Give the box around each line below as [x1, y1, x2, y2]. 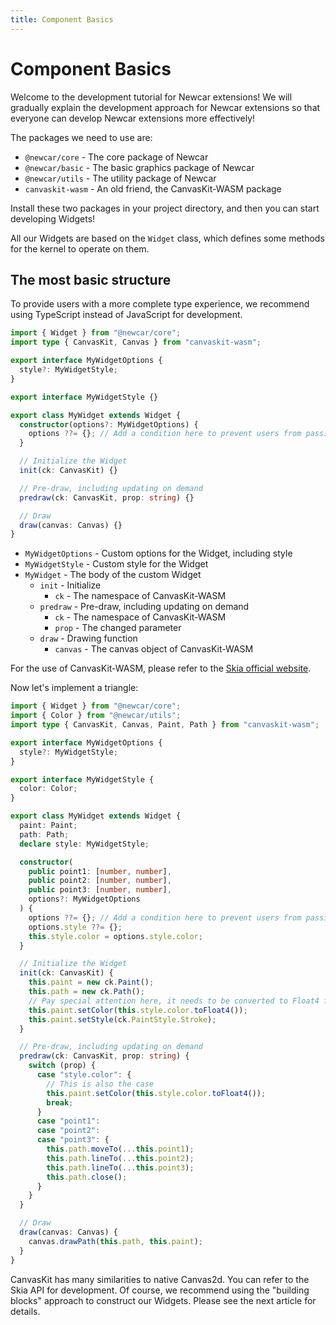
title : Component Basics [10, 14, 114, 25]
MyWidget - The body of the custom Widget [24, 569, 202, 581]
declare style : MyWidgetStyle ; [19, 839, 150, 849]
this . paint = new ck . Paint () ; [28, 977, 155, 988]
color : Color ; [19, 784, 78, 794]
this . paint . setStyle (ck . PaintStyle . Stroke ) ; [28, 1014, 217, 1025]
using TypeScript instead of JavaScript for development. [10, 309, 243, 321]
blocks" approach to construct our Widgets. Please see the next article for [10, 1294, 317, 1306]
